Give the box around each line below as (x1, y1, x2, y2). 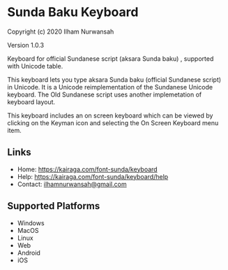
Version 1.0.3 (7, 41, 44, 49)
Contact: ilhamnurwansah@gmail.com (17, 180, 127, 188)
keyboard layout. (7, 97, 56, 106)
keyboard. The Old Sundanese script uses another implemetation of (7, 90, 202, 99)
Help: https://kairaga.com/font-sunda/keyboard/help (17, 172, 169, 180)
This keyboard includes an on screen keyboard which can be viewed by (7, 111, 213, 120)
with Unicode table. (7, 62, 63, 70)
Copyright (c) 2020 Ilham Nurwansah (7, 27, 114, 36)
